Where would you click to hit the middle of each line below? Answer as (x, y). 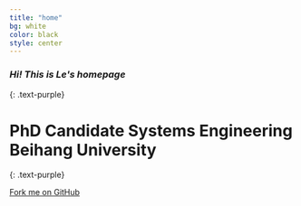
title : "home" (36, 18)
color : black (34, 34)
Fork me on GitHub (44, 192)
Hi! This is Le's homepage (68, 75)
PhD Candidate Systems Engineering (151, 131)
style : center (36, 43)
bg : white (28, 26)
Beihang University (83, 150)
